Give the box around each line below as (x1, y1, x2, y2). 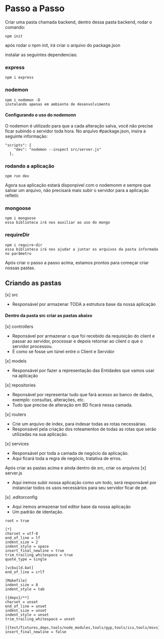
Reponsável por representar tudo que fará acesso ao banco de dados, (12, 391, 154, 397)
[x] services (5, 441, 29, 447)
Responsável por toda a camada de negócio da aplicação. (12, 450, 129, 456)
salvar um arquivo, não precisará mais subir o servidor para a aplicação (5, 188, 149, 193)
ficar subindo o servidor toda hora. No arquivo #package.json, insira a (5, 128, 146, 134)
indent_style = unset (5, 612, 49, 617)
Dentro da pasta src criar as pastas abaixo (5, 313, 93, 319)
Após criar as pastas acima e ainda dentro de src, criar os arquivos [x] (5, 465, 146, 470)
